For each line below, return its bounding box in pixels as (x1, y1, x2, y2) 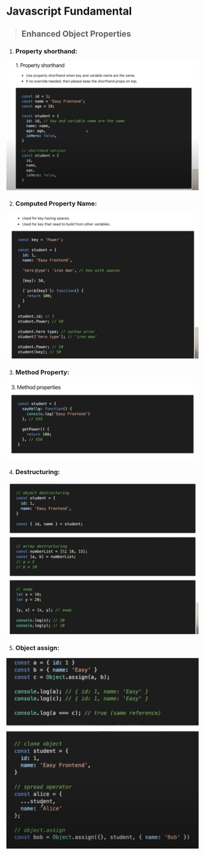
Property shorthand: (15, 47, 77, 56)
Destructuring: (15, 467, 60, 476)
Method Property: (15, 368, 70, 377)
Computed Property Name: (15, 200, 98, 208)
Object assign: (15, 644, 60, 652)
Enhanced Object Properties (21, 29, 131, 39)
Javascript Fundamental (6, 4, 132, 18)
